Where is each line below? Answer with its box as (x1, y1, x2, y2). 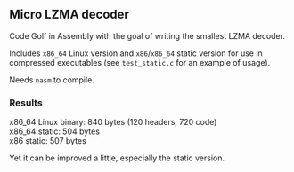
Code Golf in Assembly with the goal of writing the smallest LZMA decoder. (9, 30, 285, 41)
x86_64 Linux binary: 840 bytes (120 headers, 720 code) (9, 117, 217, 128)
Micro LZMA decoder (9, 7, 129, 22)
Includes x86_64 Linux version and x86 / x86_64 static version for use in (9, 48, 263, 59)
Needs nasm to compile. (9, 74, 95, 85)
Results (9, 97, 43, 109)
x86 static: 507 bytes (9, 136, 86, 146)
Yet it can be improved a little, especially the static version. (9, 152, 225, 163)
